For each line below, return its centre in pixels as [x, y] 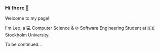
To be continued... [23, 44]
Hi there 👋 [17, 8]
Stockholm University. [27, 35]
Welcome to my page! [27, 18]
